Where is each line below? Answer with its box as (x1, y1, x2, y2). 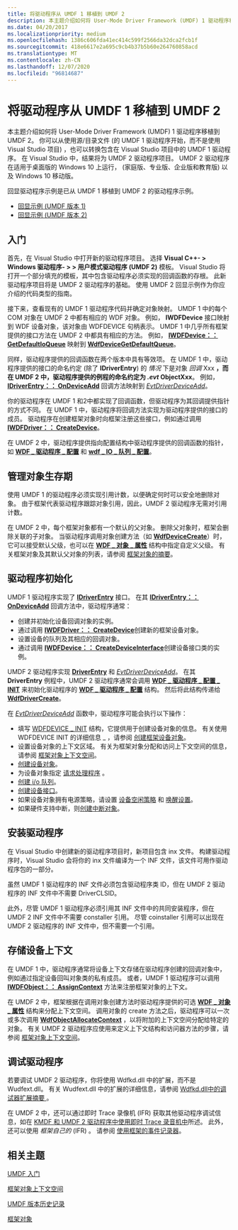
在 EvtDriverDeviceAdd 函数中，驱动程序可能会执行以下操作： (7, 709, 188, 717)
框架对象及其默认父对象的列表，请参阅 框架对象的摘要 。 (13, 550, 177, 558)
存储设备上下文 (7, 945, 73, 957)
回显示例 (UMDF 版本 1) (17, 202, 86, 210)
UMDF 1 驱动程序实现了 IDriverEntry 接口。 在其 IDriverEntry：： (7, 592, 200, 601)
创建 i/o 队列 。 (17, 777, 60, 785)
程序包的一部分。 (7, 864, 57, 873)
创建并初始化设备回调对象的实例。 (17, 616, 118, 625)
